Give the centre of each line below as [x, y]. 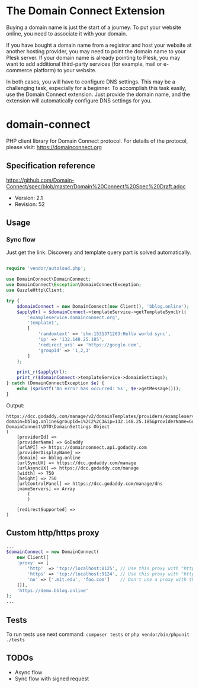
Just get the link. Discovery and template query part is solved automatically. [99, 252]
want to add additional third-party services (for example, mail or [84, 64]
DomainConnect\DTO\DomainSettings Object [58, 427]
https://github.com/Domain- [40, 180]
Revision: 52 [30, 204]
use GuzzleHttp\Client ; [36, 290]
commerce [19, 70]
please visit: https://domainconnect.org [54, 147]
